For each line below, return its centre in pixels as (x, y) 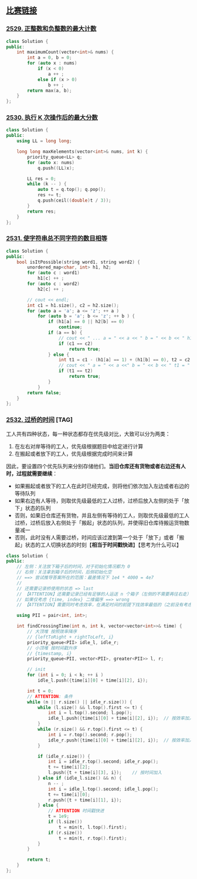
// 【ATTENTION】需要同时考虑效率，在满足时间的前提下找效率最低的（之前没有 (100, 605)
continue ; (70, 327)
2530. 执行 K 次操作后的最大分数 (52, 118)
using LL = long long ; (44, 141)
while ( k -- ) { (47, 184)
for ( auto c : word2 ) (54, 284)
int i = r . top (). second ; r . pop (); (90, 734)
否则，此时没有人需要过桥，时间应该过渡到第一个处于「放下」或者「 (97, 537)
